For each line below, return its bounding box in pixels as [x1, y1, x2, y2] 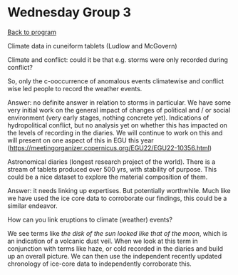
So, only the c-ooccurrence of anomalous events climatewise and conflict [7, 76, 224, 85]
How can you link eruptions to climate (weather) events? [7, 215, 173, 224]
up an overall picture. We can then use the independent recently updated [7, 251, 222, 260]
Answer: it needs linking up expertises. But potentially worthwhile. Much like [7, 186, 231, 194]
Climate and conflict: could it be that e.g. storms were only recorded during [7, 55, 228, 64]
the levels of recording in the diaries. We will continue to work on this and [7, 128, 223, 137]
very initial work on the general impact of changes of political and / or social [7, 105, 231, 114]
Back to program [7, 28, 57, 36]
